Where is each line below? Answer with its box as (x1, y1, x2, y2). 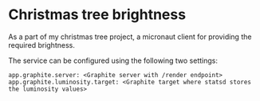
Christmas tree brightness (8, 6, 186, 24)
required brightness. (8, 40, 76, 49)
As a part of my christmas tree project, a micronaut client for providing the (8, 32, 252, 41)
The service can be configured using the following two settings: (8, 56, 218, 65)
